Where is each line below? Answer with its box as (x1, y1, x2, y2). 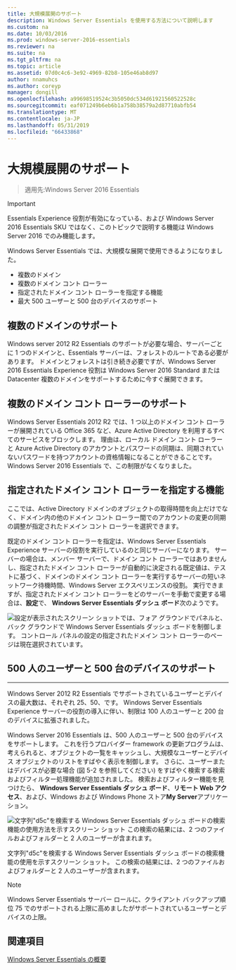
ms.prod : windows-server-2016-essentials (7, 37, 131, 44)
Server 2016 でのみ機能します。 (7, 232, 99, 240)
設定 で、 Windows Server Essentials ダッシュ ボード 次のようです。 (25, 598, 223, 607)
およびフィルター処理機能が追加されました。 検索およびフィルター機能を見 (7, 775, 225, 783)
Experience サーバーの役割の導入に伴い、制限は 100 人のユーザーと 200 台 (7, 706, 225, 716)
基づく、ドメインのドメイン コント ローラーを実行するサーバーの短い (19, 572, 220, 580)
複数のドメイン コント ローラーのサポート (7, 398, 188, 410)
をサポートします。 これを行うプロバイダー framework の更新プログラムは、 (7, 739, 228, 748)
